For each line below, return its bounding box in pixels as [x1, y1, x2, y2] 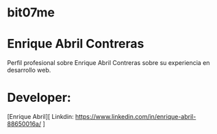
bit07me [7, 5, 55, 21]
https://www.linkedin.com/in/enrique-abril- [75, 113, 196, 121]
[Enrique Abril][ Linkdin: [7, 113, 74, 121]
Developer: [7, 90, 72, 105]
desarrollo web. [7, 66, 51, 75]
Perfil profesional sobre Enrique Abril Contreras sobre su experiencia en [7, 59, 210, 67]
